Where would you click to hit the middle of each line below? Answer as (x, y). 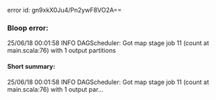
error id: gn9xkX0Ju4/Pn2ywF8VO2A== (65, 10)
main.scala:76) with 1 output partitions (61, 51)
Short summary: (31, 66)
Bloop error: (28, 28)
